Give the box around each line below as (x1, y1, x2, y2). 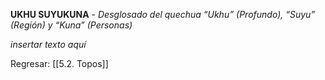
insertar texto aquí (10, 39, 87, 50)
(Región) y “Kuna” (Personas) (10, 19, 133, 31)
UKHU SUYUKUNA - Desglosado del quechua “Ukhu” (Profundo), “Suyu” (10, 9, 316, 20)
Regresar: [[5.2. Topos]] (10, 58, 109, 69)
